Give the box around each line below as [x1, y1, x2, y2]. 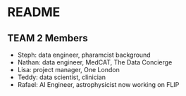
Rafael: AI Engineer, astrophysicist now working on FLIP [17, 81, 180, 88]
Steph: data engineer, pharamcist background [17, 50, 151, 59]
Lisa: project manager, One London [17, 66, 120, 74]
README [7, 4, 61, 20]
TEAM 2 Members [7, 32, 88, 44]
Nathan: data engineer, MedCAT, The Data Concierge [17, 58, 173, 67]
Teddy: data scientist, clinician [17, 73, 106, 81]
